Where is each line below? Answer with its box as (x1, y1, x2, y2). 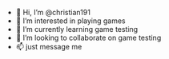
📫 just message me (15, 42, 82, 51)
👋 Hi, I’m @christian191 (15, 8, 91, 17)
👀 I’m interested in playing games (15, 16, 126, 26)
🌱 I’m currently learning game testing (15, 25, 139, 33)
